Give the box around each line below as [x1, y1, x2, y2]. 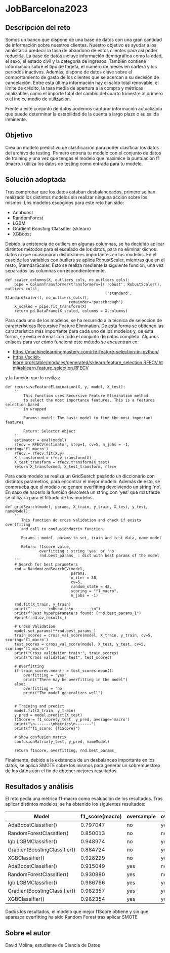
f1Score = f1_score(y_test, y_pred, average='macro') [14, 717, 130, 722]
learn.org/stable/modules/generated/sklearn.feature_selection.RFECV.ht [12, 359, 163, 365]
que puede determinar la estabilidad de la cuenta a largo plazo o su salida [5, 111, 159, 117]
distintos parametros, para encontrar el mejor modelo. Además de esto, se [5, 478, 160, 484]
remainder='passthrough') [68, 299, 123, 304]
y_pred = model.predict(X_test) [14, 712, 82, 718]
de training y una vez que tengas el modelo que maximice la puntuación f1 [5, 155, 160, 161]
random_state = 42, [70, 584, 112, 589]
